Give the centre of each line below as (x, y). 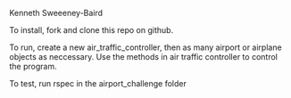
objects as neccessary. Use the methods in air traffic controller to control (144, 57)
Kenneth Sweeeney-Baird (56, 13)
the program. (33, 66)
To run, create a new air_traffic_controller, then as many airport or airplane (146, 47)
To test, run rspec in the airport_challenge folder (98, 83)
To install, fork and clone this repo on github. (91, 30)
